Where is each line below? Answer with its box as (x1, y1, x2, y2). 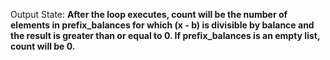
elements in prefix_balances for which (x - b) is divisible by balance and (10, 19, 315, 31)
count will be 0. (10, 40, 76, 52)
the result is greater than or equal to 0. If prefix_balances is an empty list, (10, 30, 321, 41)
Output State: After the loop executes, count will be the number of (10, 9, 288, 20)
